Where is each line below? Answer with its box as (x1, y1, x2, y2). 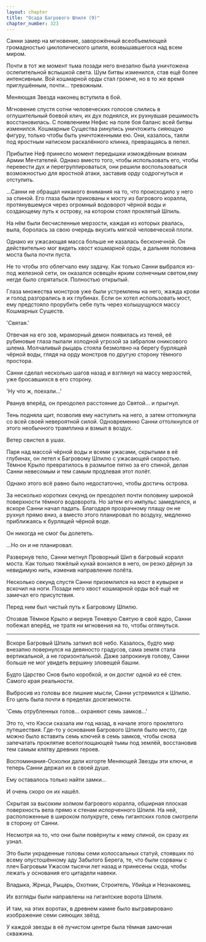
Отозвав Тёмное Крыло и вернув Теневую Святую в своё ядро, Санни (6, 615, 191, 623)
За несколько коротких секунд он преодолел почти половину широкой (6, 492, 194, 499)
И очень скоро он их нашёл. (6, 788, 80, 795)
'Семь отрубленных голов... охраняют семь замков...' (6, 707, 148, 715)
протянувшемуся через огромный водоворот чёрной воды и (6, 201, 166, 209)
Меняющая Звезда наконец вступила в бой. (6, 93, 122, 101)
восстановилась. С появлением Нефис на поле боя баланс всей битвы (6, 119, 193, 126)
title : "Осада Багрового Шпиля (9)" (6, 15, 100, 21)
